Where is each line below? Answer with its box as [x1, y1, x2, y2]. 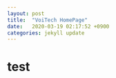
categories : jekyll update [7, 29, 85, 37]
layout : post [7, 10, 45, 17]
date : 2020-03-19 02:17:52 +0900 [7, 23, 110, 30]
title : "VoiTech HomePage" [7, 17, 88, 23]
